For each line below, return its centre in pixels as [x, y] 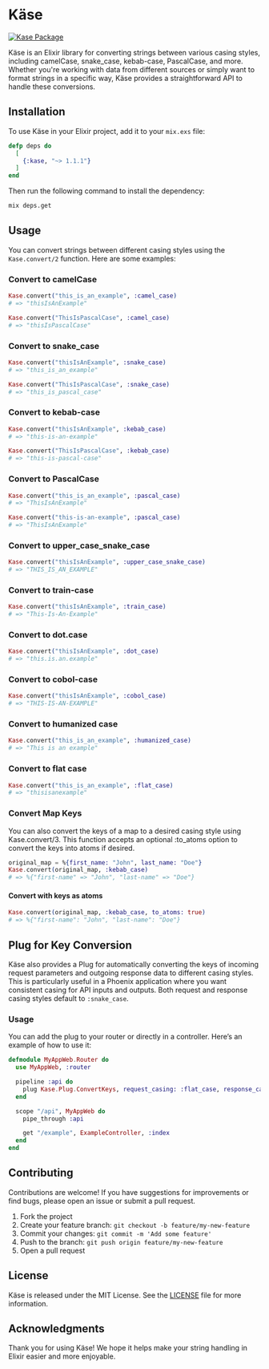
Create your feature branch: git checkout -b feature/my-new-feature [135, 1225]
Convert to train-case [51, 589]
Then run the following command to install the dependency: [107, 191]
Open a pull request [52, 1250]
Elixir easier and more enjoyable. [62, 1356]
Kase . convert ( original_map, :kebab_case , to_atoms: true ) [107, 913]
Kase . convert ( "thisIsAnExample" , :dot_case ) [84, 651]
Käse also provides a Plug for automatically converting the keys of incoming [133, 964]
